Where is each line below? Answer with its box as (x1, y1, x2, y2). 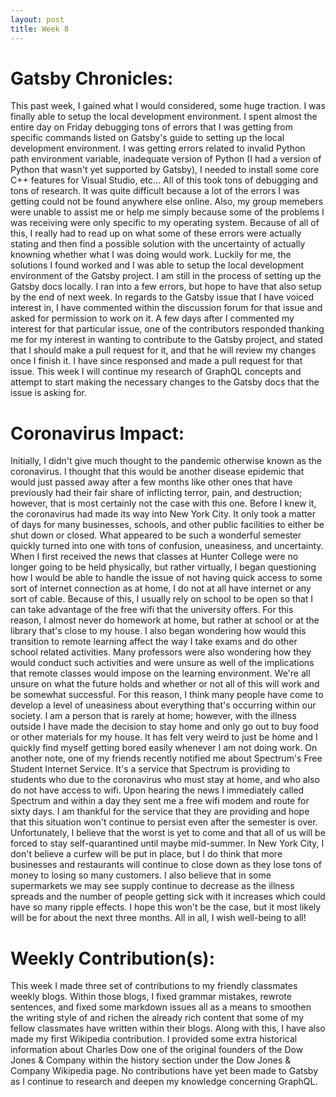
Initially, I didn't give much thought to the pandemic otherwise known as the (10, 455, 322, 467)
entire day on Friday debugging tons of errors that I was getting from (10, 121, 293, 133)
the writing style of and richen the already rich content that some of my (10, 1012, 304, 1024)
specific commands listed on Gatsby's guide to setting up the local (10, 132, 285, 144)
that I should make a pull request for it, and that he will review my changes (10, 344, 317, 356)
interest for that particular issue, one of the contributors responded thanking (10, 323, 325, 335)
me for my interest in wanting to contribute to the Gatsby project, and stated (10, 334, 323, 346)
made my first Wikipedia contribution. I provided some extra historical (10, 1033, 298, 1045)
